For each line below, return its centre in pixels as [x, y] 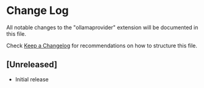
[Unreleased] [32, 65]
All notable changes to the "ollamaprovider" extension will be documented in [102, 27]
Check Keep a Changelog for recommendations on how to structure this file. [102, 46]
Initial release [32, 79]
